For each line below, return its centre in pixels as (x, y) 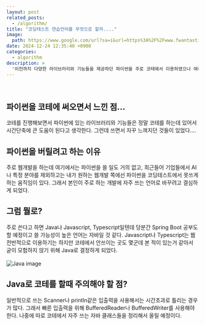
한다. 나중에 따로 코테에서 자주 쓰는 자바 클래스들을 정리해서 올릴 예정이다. (94, 315)
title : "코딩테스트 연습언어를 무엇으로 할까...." (62, 29)
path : (19, 40)
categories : (21, 52)
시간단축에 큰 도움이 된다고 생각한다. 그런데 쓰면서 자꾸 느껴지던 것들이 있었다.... (101, 130)
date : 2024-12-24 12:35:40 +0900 (49, 46)
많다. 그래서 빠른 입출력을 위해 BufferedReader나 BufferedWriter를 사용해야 (104, 308)
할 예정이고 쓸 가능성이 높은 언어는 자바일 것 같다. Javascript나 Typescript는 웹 (101, 235)
